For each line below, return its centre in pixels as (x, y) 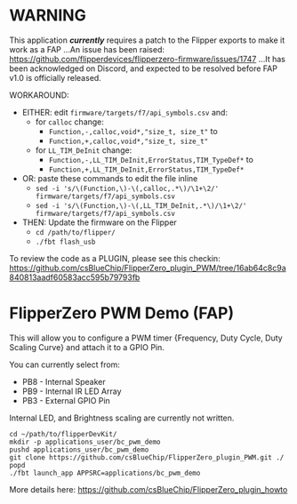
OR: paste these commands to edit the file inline (110, 178)
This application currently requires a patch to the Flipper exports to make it (147, 40)
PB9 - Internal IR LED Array (72, 391)
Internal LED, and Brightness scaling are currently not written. (122, 418)
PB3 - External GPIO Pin (66, 400)
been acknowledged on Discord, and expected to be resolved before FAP (144, 68)
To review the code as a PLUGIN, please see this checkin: (115, 258)
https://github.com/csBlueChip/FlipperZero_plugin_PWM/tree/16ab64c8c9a (148, 268)
